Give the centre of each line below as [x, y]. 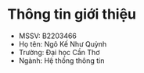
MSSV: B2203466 [48, 36]
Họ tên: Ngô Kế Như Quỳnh [63, 43]
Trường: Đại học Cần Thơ [59, 52]
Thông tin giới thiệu [72, 14]
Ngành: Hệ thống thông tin [61, 61]
